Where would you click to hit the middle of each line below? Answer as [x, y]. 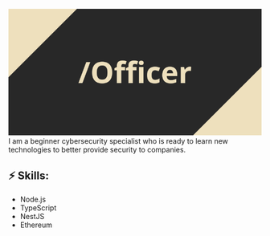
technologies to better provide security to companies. [97, 150]
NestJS [32, 216]
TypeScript [38, 208]
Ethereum [36, 225]
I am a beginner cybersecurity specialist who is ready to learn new [119, 141]
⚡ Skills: [29, 176]
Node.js [33, 199]
